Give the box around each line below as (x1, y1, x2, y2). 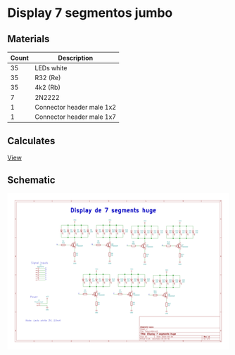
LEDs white (34, 63, 68, 72)
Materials (7, 33, 50, 45)
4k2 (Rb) (34, 83, 61, 92)
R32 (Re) (34, 74, 61, 82)
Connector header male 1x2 (34, 103, 117, 111)
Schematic (7, 174, 56, 186)
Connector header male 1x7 (34, 112, 117, 121)
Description (58, 53, 94, 62)
